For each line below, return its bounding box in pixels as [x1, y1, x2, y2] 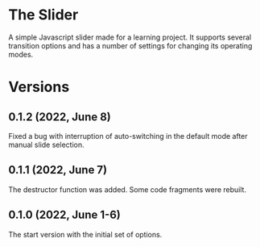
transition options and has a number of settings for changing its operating [8, 40, 253, 50]
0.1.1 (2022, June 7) [8, 163, 107, 177]
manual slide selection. [8, 140, 85, 149]
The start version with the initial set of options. [8, 229, 163, 239]
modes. [8, 49, 34, 59]
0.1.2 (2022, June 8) [8, 110, 111, 123]
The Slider [8, 6, 79, 24]
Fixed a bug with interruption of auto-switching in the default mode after [8, 131, 248, 140]
